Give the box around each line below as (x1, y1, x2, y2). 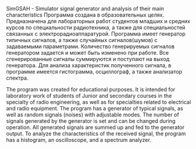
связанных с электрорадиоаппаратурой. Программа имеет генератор (6, 30, 186, 37)
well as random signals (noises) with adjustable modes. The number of (6, 111, 179, 118)
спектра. (6, 74, 29, 81)
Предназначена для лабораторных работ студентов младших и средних (6, 18, 191, 24)
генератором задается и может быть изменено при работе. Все (6, 49, 169, 56)
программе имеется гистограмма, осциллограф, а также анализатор (6, 68, 182, 75)
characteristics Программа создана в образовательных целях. (6, 11, 165, 18)
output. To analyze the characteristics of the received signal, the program (6, 130, 186, 137)
